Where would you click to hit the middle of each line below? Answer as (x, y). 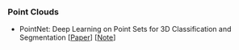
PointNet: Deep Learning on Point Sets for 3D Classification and (125, 29)
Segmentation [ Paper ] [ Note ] (67, 37)
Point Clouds (34, 12)
